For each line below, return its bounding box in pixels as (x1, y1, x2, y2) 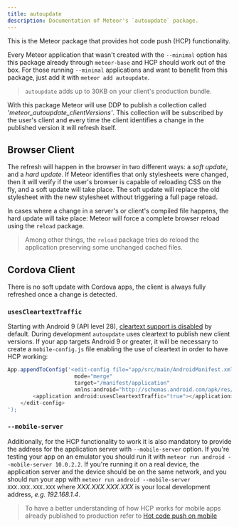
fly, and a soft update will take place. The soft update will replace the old (7, 186, 220, 194)
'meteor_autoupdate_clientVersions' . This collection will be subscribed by (7, 108, 223, 117)
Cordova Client (7, 264, 75, 276)
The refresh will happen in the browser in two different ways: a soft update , (7, 163, 228, 171)
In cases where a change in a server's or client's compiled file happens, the (7, 207, 229, 215)
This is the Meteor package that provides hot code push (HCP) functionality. (7, 36, 231, 45)
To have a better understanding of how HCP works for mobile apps (24, 504, 221, 512)
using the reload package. (7, 222, 85, 230)
